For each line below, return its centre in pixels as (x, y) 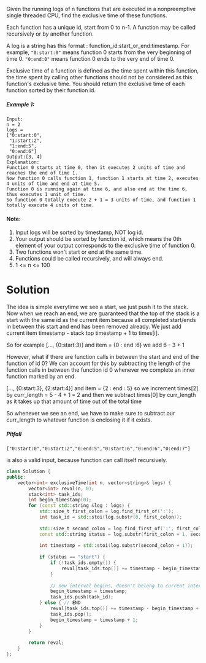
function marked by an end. (41, 377)
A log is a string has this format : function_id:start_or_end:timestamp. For (98, 46)
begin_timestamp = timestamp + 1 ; (94, 620)
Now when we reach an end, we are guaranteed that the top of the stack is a (103, 313)
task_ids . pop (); (71, 614)
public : (16, 477)
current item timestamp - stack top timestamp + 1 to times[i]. (83, 333)
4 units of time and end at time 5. (53, 184)
